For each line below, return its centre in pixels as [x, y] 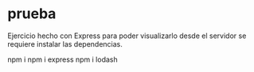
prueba [32, 14]
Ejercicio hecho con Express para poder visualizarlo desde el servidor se [127, 36]
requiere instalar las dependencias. [65, 44]
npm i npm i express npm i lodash [63, 59]
